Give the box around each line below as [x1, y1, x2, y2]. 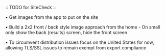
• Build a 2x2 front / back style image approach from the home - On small [5, 24, 160, 30]
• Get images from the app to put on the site [5, 14, 99, 20]
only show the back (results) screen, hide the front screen [5, 30, 128, 35]
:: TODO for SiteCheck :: [5, 5, 56, 10]
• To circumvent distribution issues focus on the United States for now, [5, 39, 154, 45]
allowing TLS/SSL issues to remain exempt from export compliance [5, 45, 147, 50]
